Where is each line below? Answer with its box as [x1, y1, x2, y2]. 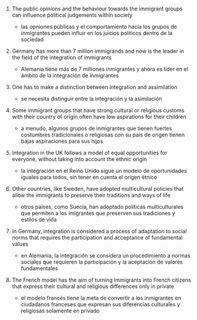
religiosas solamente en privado [20, 307, 100, 314]
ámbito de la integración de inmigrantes [20, 72, 119, 79]
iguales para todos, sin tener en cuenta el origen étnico [20, 174, 157, 181]
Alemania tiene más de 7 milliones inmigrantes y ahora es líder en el [20, 65, 189, 73]
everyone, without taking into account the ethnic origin [11, 155, 147, 163]
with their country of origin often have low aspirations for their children [11, 113, 187, 120]
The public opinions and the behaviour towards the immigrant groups [11, 5, 183, 12]
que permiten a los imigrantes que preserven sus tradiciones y [20, 210, 175, 217]
